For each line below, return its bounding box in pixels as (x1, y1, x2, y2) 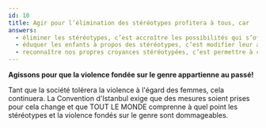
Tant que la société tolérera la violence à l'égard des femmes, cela (8, 85, 224, 95)
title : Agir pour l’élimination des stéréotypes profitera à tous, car (8, 19, 249, 27)
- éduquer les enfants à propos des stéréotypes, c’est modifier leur (15, 41, 253, 49)
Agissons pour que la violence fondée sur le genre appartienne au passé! (8, 70, 254, 79)
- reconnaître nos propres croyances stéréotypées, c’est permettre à (15, 48, 253, 56)
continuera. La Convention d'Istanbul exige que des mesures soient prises (8, 94, 250, 103)
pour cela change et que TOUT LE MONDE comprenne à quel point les (8, 102, 238, 111)
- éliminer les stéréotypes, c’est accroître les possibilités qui (15, 33, 243, 42)
